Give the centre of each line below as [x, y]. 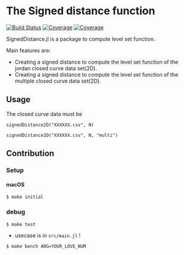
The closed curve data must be [44, 114]
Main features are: [28, 50]
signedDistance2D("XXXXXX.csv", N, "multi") [62, 135]
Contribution [30, 154]
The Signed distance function [81, 11]
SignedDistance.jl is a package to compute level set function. [81, 39]
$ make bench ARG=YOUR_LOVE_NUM [46, 246]
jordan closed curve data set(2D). [56, 68]
